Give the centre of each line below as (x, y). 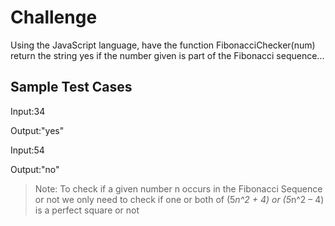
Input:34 (28, 111)
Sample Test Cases (71, 87)
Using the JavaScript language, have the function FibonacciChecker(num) (163, 45)
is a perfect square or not (87, 210)
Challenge (54, 17)
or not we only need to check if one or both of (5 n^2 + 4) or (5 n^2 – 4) (179, 199)
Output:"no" (35, 169)
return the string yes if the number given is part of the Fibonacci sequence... (167, 55)
